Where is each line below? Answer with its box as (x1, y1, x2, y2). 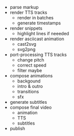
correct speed (17, 62, 47, 68)
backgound (17, 78, 41, 84)
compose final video (9, 104, 52, 110)
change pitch (17, 57, 45, 63)
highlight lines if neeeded (17, 31, 70, 36)
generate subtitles (9, 99, 47, 105)
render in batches (17, 15, 54, 20)
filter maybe (17, 68, 42, 73)
